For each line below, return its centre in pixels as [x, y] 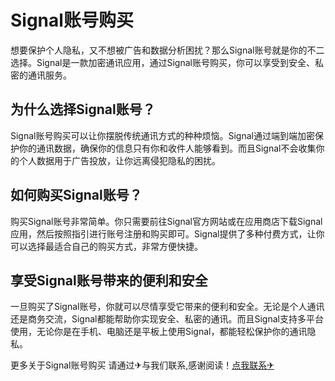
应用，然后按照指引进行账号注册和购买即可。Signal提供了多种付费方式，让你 [167, 233]
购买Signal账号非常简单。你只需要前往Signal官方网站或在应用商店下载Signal [166, 221]
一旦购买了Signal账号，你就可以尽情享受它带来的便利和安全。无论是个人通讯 [167, 307]
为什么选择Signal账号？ [83, 109]
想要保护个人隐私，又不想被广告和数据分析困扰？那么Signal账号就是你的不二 [167, 50]
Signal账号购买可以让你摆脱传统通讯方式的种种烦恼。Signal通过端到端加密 [162, 135]
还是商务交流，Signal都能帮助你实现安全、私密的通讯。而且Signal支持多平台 [167, 319]
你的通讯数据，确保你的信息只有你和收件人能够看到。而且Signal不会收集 [167, 148]
